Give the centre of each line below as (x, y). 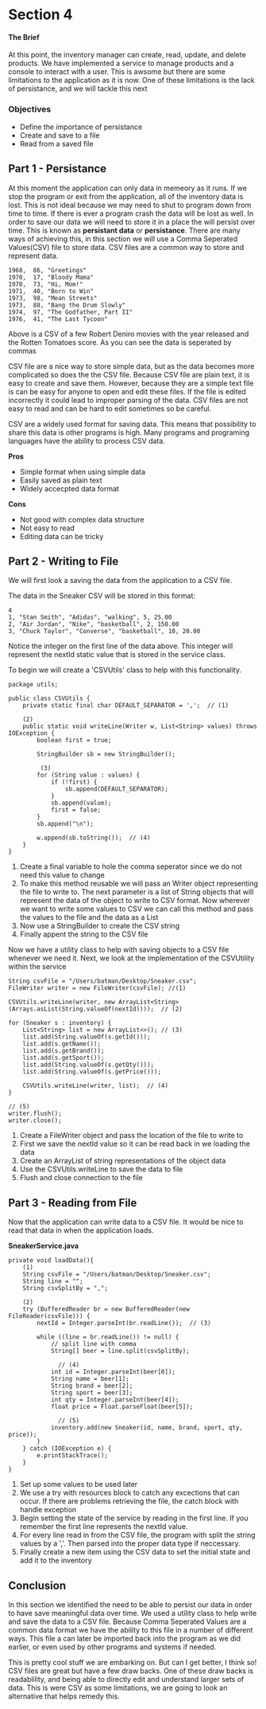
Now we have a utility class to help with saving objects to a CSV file (119, 950)
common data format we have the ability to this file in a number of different (131, 1629)
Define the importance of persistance (81, 127)
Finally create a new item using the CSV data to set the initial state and (135, 1552)
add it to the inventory (56, 1560)
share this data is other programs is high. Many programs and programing (129, 432)
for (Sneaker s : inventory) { (60, 1023)
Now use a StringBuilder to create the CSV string (100, 926)
